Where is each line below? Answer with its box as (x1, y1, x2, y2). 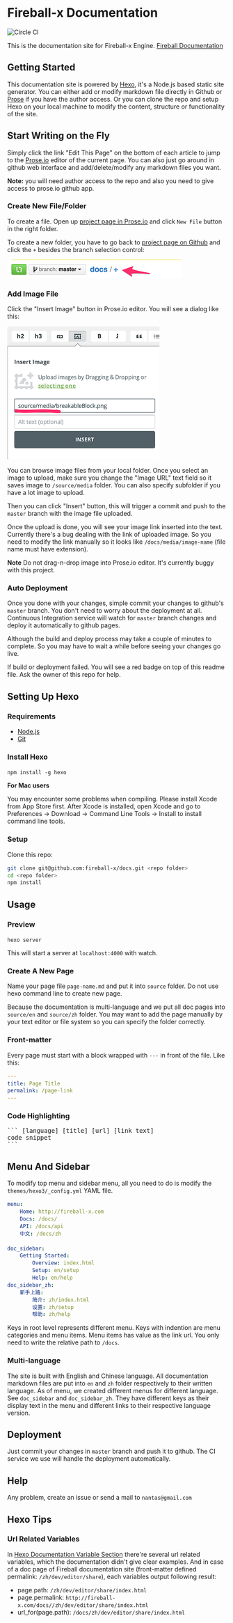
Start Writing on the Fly (7, 130, 110, 142)
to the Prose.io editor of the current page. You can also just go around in (7, 155, 214, 164)
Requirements (7, 712, 56, 721)
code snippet (7, 1134, 52, 1142)
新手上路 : (19, 1289, 44, 1296)
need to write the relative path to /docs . (7, 1338, 120, 1347)
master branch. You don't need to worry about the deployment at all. (7, 606, 202, 615)
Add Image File (7, 289, 59, 299)
